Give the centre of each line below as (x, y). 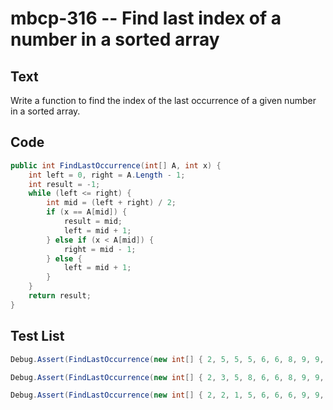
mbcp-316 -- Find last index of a (146, 18)
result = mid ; (93, 222)
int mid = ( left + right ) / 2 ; (111, 203)
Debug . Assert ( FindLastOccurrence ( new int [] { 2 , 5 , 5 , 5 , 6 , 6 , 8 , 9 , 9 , (167, 359)
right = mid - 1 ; (100, 249)
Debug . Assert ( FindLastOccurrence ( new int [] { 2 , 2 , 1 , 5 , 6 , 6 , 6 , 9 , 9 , (167, 395)
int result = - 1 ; (64, 184)
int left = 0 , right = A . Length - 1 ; (107, 175)
